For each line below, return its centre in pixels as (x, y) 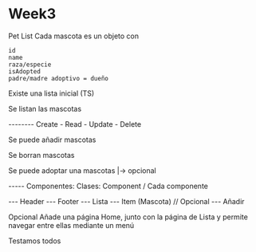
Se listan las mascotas (45, 108)
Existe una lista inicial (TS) (51, 93)
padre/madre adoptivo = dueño (59, 78)
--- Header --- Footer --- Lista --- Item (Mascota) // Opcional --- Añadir (126, 201)
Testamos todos (35, 241)
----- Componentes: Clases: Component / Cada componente (108, 186)
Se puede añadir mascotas (52, 140)
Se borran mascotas (41, 155)
